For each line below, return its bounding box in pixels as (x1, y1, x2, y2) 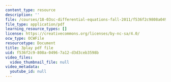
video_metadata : (5, 64, 40, 69)
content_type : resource (5, 7, 56, 13)
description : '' (5, 12, 40, 17)
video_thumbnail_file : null (10, 60, 70, 65)
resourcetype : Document (5, 41, 56, 46)
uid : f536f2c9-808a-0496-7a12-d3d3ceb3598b (5, 50, 99, 55)
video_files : (5, 54, 33, 60)
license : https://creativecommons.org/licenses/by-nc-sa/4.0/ (5, 31, 140, 36)
